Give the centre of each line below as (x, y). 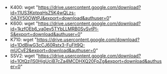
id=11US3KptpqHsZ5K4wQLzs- (43, 13)
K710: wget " (23, 40)
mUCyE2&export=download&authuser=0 (53, 50)
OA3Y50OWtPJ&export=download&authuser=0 (60, 18)
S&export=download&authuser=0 (45, 34)
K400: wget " (24, 7)
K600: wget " (24, 23)
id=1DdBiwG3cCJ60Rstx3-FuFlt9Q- (48, 45)
